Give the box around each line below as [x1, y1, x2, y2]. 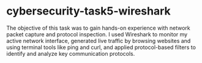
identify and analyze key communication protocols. [6, 50, 135, 57]
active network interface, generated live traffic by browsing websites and [6, 37, 191, 44]
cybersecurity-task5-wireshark [6, 4, 171, 18]
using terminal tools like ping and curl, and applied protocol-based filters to [6, 44, 196, 51]
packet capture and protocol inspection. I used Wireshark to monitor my [6, 30, 188, 38]
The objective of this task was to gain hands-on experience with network [6, 24, 191, 31]
